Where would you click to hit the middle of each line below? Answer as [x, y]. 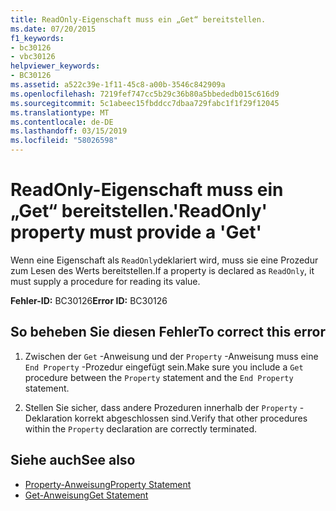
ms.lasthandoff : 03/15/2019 [69, 131]
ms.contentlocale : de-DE [62, 122]
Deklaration [48, 418]
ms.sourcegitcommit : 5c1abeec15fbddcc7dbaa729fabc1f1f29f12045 [145, 103]
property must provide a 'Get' [136, 232]
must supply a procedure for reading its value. [105, 281]
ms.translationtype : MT [60, 112]
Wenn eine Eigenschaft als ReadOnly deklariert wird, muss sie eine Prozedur [164, 260]
